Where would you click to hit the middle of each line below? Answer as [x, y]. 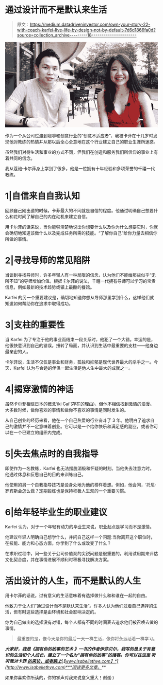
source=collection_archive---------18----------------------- [77, 35]
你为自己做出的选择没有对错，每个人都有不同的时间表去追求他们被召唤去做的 [81, 622]
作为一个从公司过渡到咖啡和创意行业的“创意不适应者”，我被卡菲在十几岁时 [79, 136]
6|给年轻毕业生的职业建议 [56, 513]
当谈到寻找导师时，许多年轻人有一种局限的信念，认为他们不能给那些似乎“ [78, 275]
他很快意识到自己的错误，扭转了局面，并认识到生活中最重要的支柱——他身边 [81, 345]
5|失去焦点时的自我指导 [52, 454]
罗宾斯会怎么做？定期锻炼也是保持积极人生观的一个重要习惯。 [67, 491]
